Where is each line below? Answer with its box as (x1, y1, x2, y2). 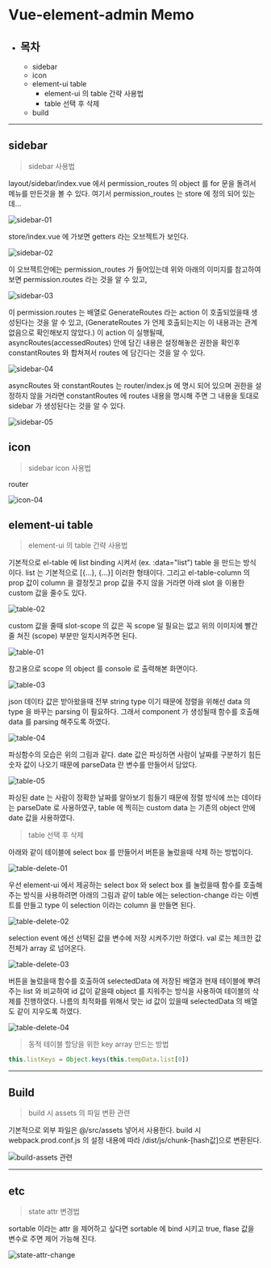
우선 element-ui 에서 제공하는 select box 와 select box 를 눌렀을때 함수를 (8, 880, 242, 890)
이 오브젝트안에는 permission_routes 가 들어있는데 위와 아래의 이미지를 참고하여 (8, 264, 261, 274)
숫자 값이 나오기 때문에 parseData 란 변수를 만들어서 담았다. (8, 760, 198, 770)
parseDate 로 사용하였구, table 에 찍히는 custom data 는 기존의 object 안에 (16, 803, 256, 813)
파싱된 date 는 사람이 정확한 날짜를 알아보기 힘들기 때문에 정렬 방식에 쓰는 (8, 792, 240, 802)
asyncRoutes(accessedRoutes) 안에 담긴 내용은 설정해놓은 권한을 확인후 (8, 337, 240, 347)
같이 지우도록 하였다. (16, 1007, 82, 1017)
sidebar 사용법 (27, 161, 75, 171)
